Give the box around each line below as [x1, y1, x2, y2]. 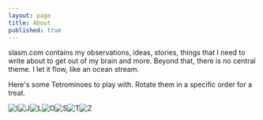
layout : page [8, 11, 51, 20]
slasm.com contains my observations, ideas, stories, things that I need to [8, 48, 246, 58]
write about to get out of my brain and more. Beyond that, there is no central [8, 56, 256, 66]
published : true [8, 26, 62, 34]
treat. [8, 88, 26, 98]
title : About [8, 19, 51, 27]
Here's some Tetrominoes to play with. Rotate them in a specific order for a [8, 80, 253, 89]
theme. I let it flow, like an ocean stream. [8, 65, 140, 74]
